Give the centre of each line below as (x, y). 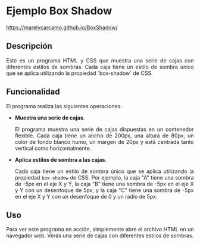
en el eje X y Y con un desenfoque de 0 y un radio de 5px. (86, 196)
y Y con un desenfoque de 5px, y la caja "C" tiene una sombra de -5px (104, 190)
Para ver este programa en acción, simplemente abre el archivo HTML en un (100, 230)
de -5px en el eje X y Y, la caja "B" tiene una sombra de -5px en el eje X (104, 184)
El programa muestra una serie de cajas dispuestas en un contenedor (104, 129)
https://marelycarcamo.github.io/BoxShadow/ (62, 27)
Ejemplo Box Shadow (59, 11)
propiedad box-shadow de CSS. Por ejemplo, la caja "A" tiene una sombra (104, 177)
